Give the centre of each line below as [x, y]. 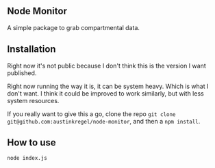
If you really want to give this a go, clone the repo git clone [91, 114]
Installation [31, 50]
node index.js [27, 158]
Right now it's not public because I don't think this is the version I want [107, 66]
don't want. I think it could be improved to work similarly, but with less [105, 93]
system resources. [33, 100]
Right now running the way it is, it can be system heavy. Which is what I [108, 86]
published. [22, 73]
